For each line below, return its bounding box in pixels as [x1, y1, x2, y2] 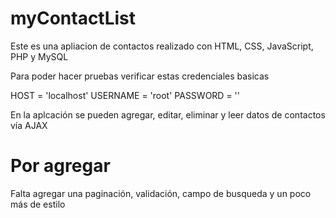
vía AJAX [10, 119, 48, 131]
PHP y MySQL [10, 50, 69, 62]
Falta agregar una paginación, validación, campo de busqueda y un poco [10, 187, 312, 199]
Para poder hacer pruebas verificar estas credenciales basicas [10, 70, 270, 82]
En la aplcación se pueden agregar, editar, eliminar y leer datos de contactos [10, 108, 326, 121]
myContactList [10, 7, 137, 30]
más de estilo [10, 198, 66, 210]
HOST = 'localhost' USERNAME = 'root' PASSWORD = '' [10, 89, 240, 101]
